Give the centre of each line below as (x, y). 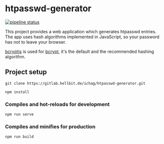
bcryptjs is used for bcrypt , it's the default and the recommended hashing (80, 51)
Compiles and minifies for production (50, 126)
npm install (17, 92)
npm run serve (20, 115)
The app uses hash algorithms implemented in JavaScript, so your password (82, 37)
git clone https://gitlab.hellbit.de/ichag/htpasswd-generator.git (75, 83)
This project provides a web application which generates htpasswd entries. (81, 31)
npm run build (20, 137)
